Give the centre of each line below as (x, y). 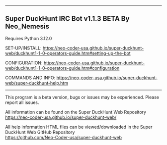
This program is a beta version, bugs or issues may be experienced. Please (82, 97)
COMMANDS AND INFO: (30, 78)
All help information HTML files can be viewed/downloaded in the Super (79, 127)
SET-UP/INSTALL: (23, 48)
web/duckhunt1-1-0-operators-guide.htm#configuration (62, 68)
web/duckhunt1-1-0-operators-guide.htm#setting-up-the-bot (68, 53)
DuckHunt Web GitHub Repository (40, 132)
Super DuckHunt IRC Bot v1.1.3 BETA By (67, 19)
